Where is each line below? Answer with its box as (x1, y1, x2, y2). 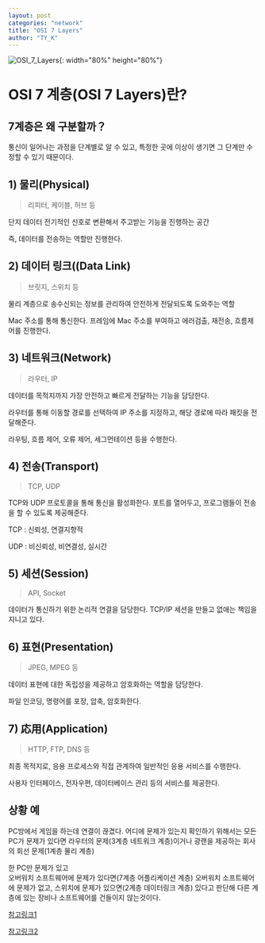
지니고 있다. (8, 614, 45, 624)
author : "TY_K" (8, 33, 59, 42)
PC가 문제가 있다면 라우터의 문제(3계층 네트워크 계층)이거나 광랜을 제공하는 (8, 836, 241, 845)
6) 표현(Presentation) (8, 640, 113, 653)
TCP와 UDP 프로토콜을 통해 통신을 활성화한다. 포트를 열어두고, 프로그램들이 (8, 498, 242, 507)
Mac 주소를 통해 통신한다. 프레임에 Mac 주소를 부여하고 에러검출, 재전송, (8, 315, 233, 325)
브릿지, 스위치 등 (27, 282, 79, 291)
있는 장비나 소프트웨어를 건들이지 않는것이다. (22, 892, 161, 902)
